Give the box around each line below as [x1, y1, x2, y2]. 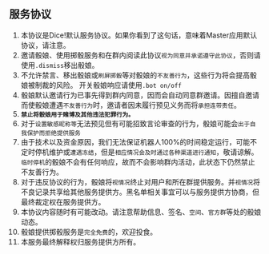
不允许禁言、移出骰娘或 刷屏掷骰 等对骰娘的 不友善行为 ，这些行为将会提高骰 [20, 70, 257, 80]
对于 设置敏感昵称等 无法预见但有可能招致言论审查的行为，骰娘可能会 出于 [20, 118, 251, 128]
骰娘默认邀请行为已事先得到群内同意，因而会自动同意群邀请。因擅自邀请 [20, 90, 259, 100]
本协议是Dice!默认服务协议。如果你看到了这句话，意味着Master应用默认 [20, 30, 258, 40]
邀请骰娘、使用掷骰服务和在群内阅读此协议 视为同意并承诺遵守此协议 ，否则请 [20, 50, 261, 60]
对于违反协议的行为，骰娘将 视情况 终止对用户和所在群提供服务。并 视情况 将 [20, 177, 261, 186]
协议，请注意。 [20, 40, 70, 50]
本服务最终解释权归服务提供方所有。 [20, 236, 141, 246]
